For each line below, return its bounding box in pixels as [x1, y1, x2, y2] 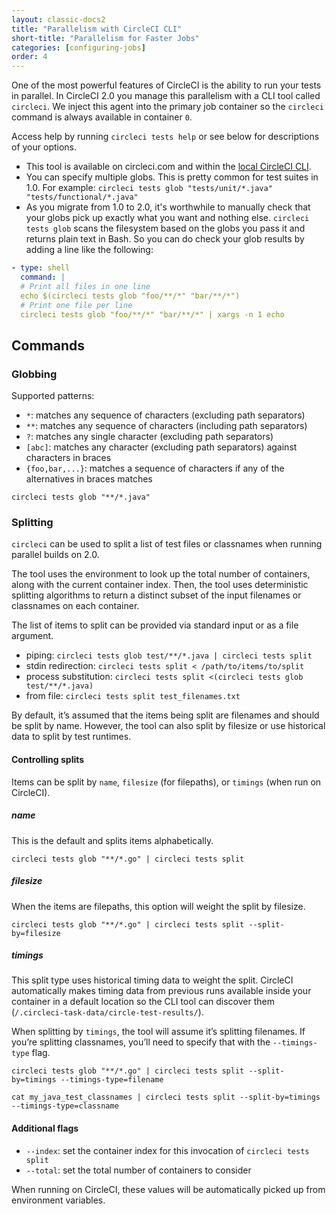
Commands [11, 337, 86, 354]
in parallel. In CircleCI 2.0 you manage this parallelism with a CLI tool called [11, 90, 321, 102]
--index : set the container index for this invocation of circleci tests [25, 1144, 310, 1156]
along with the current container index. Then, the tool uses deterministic [11, 579, 309, 591]
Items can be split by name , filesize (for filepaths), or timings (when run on [11, 776, 322, 788]
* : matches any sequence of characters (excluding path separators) [25, 409, 306, 421]
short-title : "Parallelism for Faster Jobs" [11, 33, 200, 43]
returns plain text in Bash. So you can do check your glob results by [25, 233, 305, 245]
